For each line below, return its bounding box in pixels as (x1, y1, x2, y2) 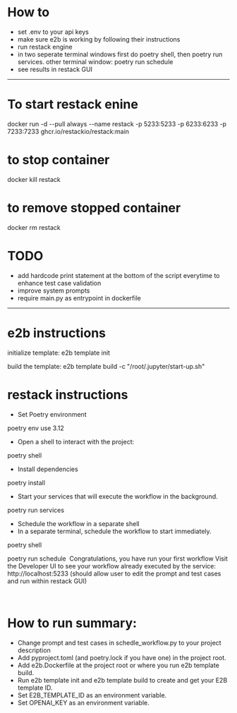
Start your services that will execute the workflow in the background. (17, 492, 219, 501)
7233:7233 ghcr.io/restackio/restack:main (7, 127, 129, 135)
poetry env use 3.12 (7, 424, 65, 432)
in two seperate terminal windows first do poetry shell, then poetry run (17, 50, 223, 59)
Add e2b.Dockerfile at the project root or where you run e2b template (17, 661, 220, 669)
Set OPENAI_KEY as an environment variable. (17, 698, 150, 707)
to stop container (7, 152, 110, 168)
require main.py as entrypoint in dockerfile (17, 293, 141, 302)
